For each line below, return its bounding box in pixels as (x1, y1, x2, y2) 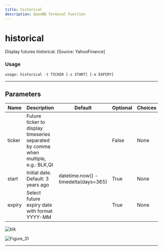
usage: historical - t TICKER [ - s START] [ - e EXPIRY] (5, 72, 114, 77)
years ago (26, 181, 49, 188)
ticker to (26, 119, 45, 126)
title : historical (5, 7, 42, 12)
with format (26, 208, 53, 214)
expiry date (26, 202, 52, 209)
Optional (112, 104, 132, 111)
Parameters (5, 90, 41, 98)
